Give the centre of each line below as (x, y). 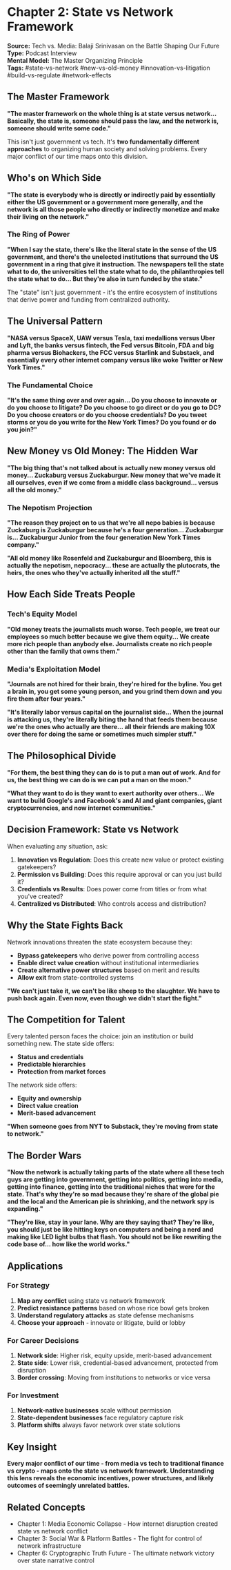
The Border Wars (44, 1155)
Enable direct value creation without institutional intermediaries (108, 962)
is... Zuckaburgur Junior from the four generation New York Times (104, 537)
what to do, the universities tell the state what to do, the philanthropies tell (116, 271)
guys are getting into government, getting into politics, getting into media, (115, 1180)
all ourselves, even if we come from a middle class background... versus (113, 482)
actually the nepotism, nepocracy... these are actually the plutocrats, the (114, 565)
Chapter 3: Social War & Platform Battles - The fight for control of (110, 1539)
